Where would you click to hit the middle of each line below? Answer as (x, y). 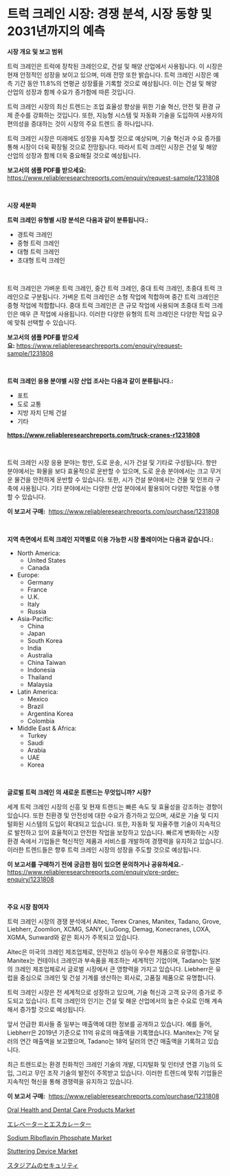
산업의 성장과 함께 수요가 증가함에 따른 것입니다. (71, 92)
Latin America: (37, 692)
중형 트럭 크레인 (38, 243)
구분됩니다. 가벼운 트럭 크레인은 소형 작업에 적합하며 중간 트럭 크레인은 (125, 297)
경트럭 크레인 (35, 234)
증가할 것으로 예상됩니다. (53, 1009)
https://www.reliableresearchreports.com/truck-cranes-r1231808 (104, 435)
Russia (37, 611)
